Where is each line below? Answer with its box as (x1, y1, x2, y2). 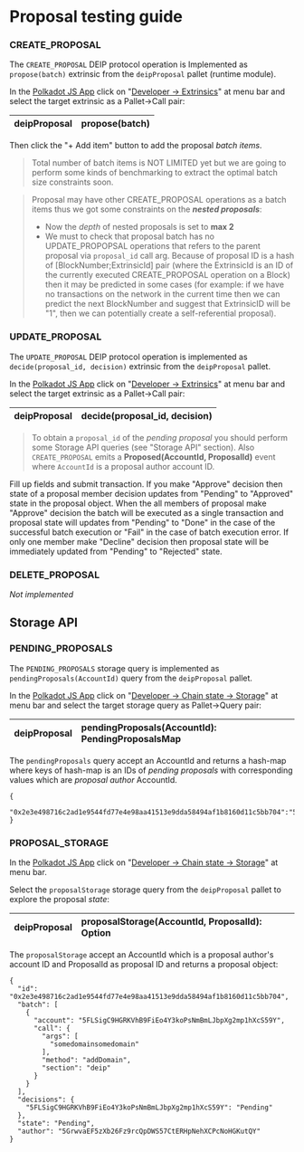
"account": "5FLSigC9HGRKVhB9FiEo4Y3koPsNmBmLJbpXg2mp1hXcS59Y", (33, 1016, 285, 1025)
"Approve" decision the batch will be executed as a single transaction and (9, 507, 284, 518)
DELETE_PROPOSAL (9, 568, 100, 581)
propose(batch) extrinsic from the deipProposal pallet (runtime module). (9, 69, 277, 80)
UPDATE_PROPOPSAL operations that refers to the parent (44, 241, 261, 252)
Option (81, 927, 111, 939)
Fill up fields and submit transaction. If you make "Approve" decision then (9, 478, 283, 490)
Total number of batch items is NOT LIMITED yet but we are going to (31, 157, 287, 168)
